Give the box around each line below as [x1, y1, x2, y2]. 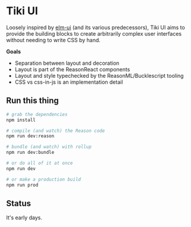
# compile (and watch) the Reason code [6, 128, 105, 134]
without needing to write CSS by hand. [6, 36, 101, 43]
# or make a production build [6, 176, 82, 182]
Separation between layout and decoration [14, 59, 120, 67]
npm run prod [6, 182, 39, 188]
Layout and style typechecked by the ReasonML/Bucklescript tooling [14, 72, 184, 79]
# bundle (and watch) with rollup [6, 144, 92, 150]
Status [6, 198, 32, 209]
